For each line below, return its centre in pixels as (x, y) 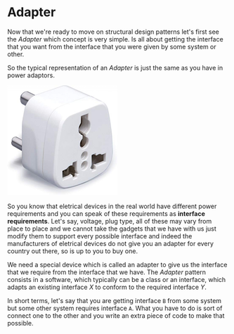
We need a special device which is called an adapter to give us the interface (117, 264)
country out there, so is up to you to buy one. (73, 251)
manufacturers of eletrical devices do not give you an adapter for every (111, 243)
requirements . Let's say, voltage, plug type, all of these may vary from (110, 221)
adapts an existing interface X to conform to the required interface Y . (107, 287)
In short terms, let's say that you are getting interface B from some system (115, 300)
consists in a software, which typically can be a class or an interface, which (117, 279)
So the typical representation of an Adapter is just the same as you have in (115, 68)
